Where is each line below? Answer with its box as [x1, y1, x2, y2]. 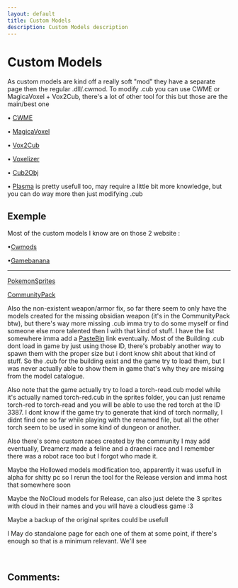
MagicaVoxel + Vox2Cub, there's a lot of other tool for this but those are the [7, 93, 228, 101]
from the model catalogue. [7, 372, 85, 381]
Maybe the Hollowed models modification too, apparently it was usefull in [7, 466, 222, 474]
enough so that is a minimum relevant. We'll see [7, 537, 147, 546]
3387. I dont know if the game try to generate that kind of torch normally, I [7, 408, 223, 417]
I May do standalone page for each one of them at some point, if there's [7, 529, 217, 538]
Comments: [7, 571, 60, 583]
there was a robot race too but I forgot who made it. [7, 452, 158, 461]
